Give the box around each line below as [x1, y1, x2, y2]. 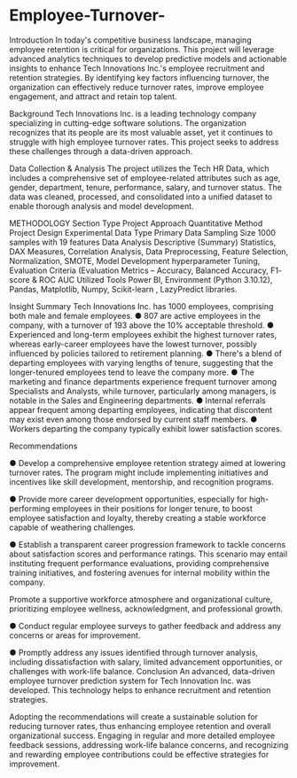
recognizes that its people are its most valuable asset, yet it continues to [9, 127, 273, 137]
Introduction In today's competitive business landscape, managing [9, 35, 252, 45]
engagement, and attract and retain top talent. [9, 90, 177, 102]
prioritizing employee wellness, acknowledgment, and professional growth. [9, 603, 284, 614]
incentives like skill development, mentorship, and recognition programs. [9, 476, 275, 487]
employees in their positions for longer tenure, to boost [51, 502, 253, 514]
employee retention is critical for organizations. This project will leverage [9, 43, 275, 54]
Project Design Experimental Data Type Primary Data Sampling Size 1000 [9, 227, 277, 237]
